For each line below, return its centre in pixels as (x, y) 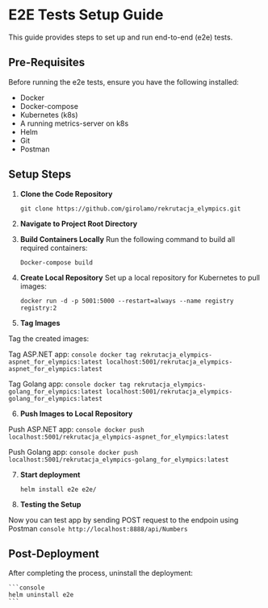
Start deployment (50, 474)
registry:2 (38, 308)
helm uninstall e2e (41, 595)
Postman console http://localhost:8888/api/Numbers (98, 528)
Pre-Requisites (47, 62)
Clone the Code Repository (66, 194)
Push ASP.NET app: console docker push (76, 429)
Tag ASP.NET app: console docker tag (73, 354)
